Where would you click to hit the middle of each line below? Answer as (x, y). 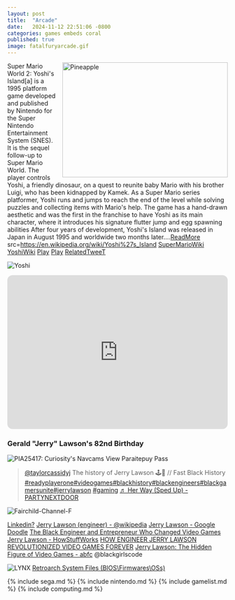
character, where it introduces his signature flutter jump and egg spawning (115, 222)
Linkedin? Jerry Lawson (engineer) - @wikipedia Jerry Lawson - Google (111, 524)
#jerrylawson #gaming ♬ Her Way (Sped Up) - (121, 490)
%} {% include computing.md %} (55, 589)
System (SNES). (30, 140)
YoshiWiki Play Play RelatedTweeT (57, 252)
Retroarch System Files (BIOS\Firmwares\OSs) (99, 568)
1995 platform (27, 88)
